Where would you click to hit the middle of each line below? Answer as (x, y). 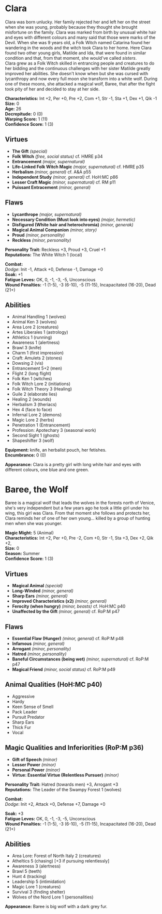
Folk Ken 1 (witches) (32, 379)
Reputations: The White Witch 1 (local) (44, 254)
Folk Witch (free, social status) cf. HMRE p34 (57, 156)
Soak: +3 (14, 813)
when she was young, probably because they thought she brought (71, 27)
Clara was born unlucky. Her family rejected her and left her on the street (78, 22)
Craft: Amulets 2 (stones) (37, 358)
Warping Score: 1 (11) (26, 119)
